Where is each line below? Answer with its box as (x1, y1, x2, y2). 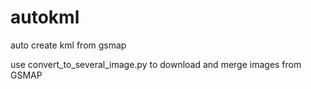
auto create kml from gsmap (10, 39, 127, 51)
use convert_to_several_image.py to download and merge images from (10, 58, 302, 70)
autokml (10, 6, 80, 29)
